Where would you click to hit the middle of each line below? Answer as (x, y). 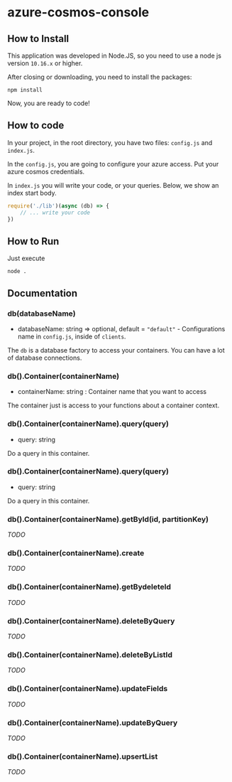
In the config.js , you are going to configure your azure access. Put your (113, 164)
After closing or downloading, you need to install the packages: (100, 77)
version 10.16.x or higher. (45, 63)
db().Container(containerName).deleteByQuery (91, 621)
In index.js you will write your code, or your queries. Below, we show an (113, 185)
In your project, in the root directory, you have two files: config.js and (110, 142)
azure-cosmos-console (78, 12)
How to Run (33, 241)
